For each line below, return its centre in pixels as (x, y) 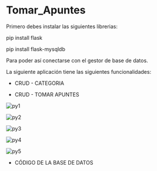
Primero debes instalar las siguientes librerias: (62, 26)
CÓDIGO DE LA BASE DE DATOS (54, 162)
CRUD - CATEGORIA (39, 83)
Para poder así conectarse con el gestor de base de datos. (77, 60)
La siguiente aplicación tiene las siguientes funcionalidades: (79, 71)
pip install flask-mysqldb (36, 49)
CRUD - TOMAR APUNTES (47, 94)
